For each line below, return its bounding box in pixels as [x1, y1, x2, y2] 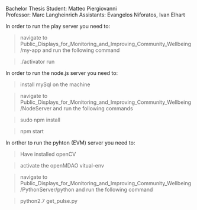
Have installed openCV [20, 150, 76, 157]
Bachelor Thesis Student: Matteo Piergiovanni [5, 5, 117, 12]
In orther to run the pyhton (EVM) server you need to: [5, 139, 135, 146]
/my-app [20, 47, 41, 54]
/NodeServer [20, 105, 52, 111]
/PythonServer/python [20, 186, 75, 193]
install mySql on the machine [20, 81, 91, 88]
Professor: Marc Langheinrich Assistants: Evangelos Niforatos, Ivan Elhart [5, 11, 186, 18]
